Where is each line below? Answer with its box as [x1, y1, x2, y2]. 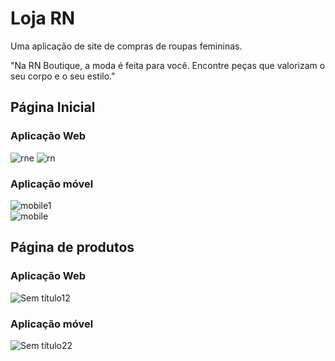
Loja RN [10, 7, 76, 30]
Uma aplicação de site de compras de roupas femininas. [10, 40, 243, 52]
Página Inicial [10, 99, 96, 116]
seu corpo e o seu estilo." [10, 70, 116, 82]
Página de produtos [10, 239, 135, 256]
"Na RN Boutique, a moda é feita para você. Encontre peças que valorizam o [10, 59, 326, 71]
